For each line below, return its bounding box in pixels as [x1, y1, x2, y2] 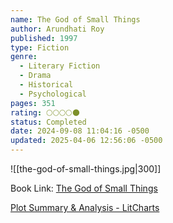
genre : [10, 52, 38, 62]
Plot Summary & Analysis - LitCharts [10, 202, 160, 213]
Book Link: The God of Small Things [10, 182, 158, 194]
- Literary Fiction [19, 61, 101, 71]
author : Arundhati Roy [10, 24, 105, 34]
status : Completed [10, 117, 87, 127]
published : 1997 [10, 33, 78, 43]
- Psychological [19, 89, 87, 99]
